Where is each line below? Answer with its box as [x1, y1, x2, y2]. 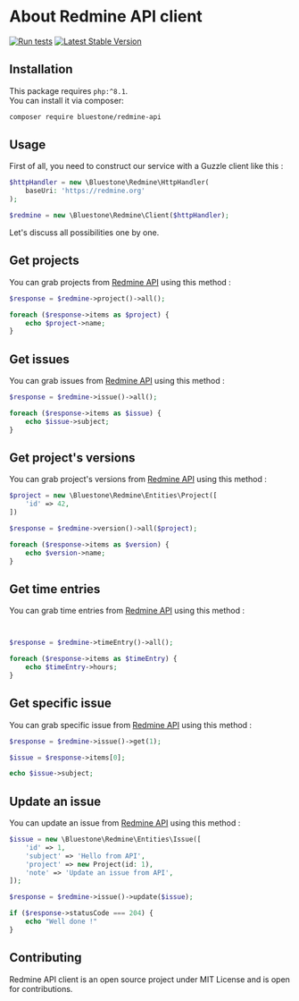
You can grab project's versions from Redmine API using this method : [9, 474, 268, 485]
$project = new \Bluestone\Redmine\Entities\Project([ [9, 491, 218, 500]
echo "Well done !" [25, 917, 98, 927]
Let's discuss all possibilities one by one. [9, 226, 160, 238]
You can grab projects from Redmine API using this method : [9, 276, 232, 287]
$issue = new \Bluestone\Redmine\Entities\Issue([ [9, 835, 202, 844]
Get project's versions [9, 450, 136, 465]
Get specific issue [9, 696, 112, 711]
